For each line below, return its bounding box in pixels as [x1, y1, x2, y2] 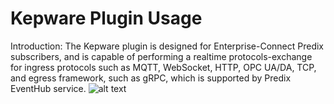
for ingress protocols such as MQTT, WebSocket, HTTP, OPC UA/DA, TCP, [10, 61, 317, 73]
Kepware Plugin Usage [10, 7, 203, 30]
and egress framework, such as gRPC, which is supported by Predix [10, 72, 292, 84]
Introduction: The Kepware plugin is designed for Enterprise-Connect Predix [10, 40, 324, 52]
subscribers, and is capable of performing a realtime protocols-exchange [10, 50, 313, 62]
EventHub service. [10, 82, 87, 94]
